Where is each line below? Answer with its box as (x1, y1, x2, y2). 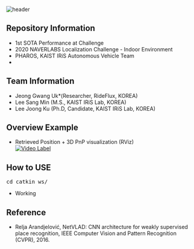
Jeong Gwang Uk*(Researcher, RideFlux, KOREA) (14, 92, 138, 99)
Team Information (6, 76, 75, 86)
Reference (6, 207, 46, 218)
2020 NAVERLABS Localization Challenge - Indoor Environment (14, 45, 173, 53)
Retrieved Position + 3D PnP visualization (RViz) (14, 138, 134, 146)
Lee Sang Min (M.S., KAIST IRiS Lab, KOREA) (14, 99, 127, 106)
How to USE (6, 162, 51, 172)
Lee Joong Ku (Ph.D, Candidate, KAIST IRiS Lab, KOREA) (14, 105, 155, 112)
